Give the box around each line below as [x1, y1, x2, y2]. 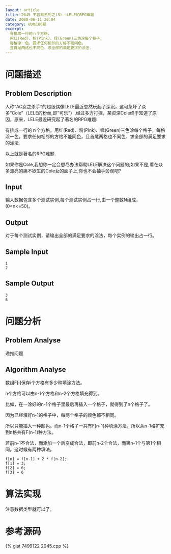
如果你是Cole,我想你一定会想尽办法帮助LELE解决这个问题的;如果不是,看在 [5, 161, 159, 167]
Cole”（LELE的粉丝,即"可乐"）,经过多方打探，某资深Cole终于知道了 [12, 110, 153, 116]
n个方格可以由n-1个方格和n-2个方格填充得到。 [5, 390, 102, 396]
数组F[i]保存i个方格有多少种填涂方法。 [5, 380, 85, 386]
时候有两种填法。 [18, 446, 54, 452]
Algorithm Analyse [5, 365, 66, 374]
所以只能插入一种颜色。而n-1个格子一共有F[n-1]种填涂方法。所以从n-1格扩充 [5, 423, 164, 429]
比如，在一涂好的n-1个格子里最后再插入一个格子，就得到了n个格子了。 [5, 401, 153, 407]
